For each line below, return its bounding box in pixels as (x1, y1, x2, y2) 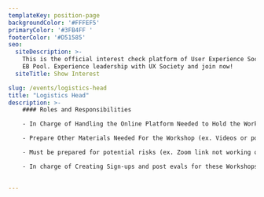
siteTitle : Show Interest (15, 70, 101, 78)
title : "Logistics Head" (8, 91, 90, 99)
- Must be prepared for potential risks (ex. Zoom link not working (22, 148, 251, 156)
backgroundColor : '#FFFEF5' (8, 19, 101, 27)
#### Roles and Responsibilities (22, 106, 132, 114)
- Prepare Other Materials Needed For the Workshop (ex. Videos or (22, 134, 247, 142)
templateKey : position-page (8, 11, 101, 20)
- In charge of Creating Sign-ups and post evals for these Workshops (22, 162, 258, 170)
